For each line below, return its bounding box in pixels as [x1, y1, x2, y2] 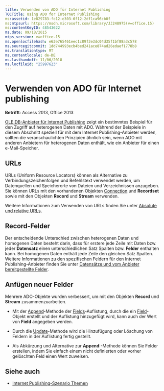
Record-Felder [5, 222, 50, 230]
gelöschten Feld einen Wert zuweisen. [12, 353, 90, 359]
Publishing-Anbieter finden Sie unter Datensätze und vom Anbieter [5, 261, 140, 267]
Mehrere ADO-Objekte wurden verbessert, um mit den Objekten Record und [5, 293, 159, 299]
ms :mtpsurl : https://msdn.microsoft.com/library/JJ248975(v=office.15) [5, 21, 154, 26]
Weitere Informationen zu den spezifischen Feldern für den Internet [5, 256, 141, 262]
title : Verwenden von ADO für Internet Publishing [5, 7, 111, 12]
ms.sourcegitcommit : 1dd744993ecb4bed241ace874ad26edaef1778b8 [5, 44, 137, 49]
